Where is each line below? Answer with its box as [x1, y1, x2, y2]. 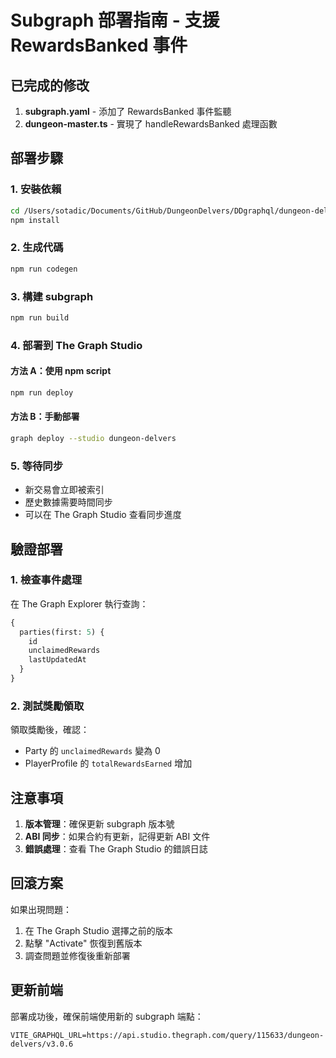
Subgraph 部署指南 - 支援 [10, 9, 220, 32]
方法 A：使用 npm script [10, 365, 112, 377]
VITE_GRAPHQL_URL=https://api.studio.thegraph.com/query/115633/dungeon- [10, 1030, 325, 1040]
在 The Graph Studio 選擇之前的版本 [24, 924, 173, 936]
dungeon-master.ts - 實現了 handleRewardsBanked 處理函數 [24, 118, 278, 130]
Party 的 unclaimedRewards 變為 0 [24, 745, 161, 757]
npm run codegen [10, 264, 78, 274]
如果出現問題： [10, 903, 72, 915]
